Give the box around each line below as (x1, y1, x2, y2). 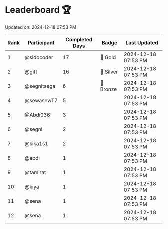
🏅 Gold (100, 54, 116, 61)
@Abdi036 (24, 111, 51, 118)
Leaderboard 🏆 (5, 4, 72, 16)
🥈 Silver (100, 68, 118, 75)
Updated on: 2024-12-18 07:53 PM (5, 24, 76, 30)
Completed (65, 36, 93, 43)
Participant (27, 39, 55, 46)
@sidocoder (24, 54, 54, 61)
